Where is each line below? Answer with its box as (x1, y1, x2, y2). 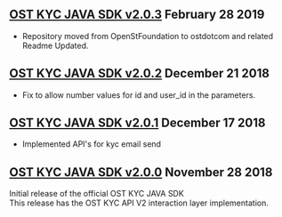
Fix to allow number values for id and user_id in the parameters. (21, 89, 256, 100)
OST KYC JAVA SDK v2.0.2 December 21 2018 (9, 66, 270, 81)
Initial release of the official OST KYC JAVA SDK (9, 189, 184, 199)
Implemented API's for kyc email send (21, 139, 162, 149)
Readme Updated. (21, 40, 89, 51)
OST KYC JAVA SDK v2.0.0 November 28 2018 (9, 165, 273, 180)
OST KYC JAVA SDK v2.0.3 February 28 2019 (9, 7, 265, 22)
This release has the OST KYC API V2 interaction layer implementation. (9, 197, 269, 208)
